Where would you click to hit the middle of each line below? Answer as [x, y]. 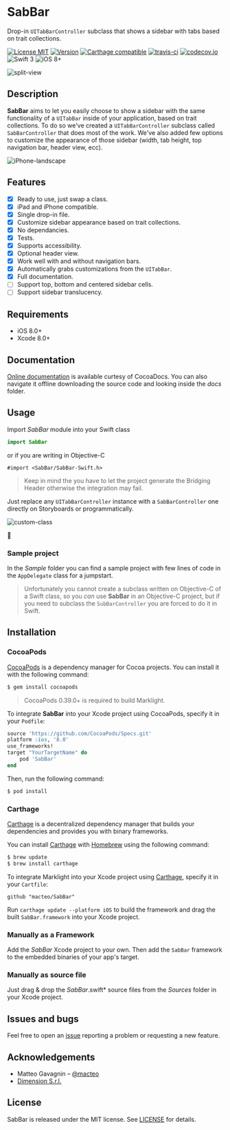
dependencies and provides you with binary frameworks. [88, 831]
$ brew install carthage [43, 863]
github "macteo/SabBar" [41, 896]
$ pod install [27, 791]
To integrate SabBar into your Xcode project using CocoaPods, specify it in [113, 713]
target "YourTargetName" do [47, 753]
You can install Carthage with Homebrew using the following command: [108, 844]
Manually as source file [47, 974]
